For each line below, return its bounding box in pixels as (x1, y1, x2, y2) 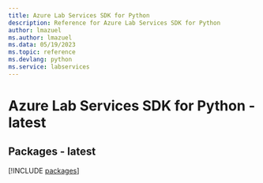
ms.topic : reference (8, 48, 77, 56)
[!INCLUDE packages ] (8, 166, 80, 175)
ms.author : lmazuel (8, 33, 73, 42)
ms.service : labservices (8, 63, 90, 71)
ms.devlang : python (8, 56, 73, 64)
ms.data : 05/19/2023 (8, 41, 77, 49)
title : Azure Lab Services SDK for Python (8, 11, 150, 20)
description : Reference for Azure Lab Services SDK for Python (8, 19, 221, 27)
